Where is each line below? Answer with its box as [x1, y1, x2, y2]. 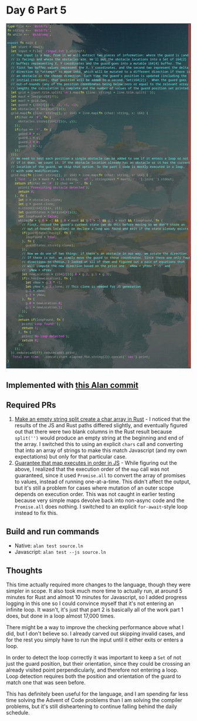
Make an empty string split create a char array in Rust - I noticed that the [14, 416, 191, 423]
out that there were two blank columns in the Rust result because [14, 428, 172, 436]
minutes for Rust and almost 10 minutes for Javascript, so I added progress [6, 594, 188, 601]
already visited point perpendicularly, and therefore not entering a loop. [6, 666, 179, 674]
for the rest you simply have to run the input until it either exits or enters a [6, 636, 184, 643]
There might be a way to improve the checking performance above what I [6, 624, 184, 631]
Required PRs [6, 400, 56, 410]
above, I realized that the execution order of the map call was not [14, 466, 169, 473]
